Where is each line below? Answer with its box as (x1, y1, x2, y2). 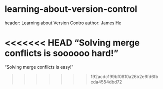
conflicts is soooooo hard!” (4, 48, 119, 59)
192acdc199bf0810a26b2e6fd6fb (90, 73, 159, 80)
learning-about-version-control (4, 3, 138, 15)
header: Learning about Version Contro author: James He (4, 20, 122, 26)
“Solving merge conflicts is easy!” (4, 64, 74, 70)
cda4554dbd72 (90, 79, 122, 85)
